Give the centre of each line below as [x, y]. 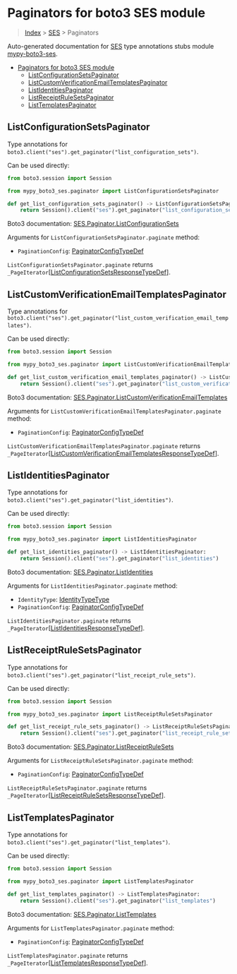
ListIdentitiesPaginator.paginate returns [69, 620]
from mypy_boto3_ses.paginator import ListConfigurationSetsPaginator [113, 191]
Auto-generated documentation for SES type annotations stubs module [111, 46]
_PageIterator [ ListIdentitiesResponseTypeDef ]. [76, 628]
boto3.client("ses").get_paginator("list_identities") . [91, 500]
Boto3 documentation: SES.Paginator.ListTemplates [82, 914]
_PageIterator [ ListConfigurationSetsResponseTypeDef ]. [89, 272]
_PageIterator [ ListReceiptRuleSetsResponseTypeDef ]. [86, 795]
